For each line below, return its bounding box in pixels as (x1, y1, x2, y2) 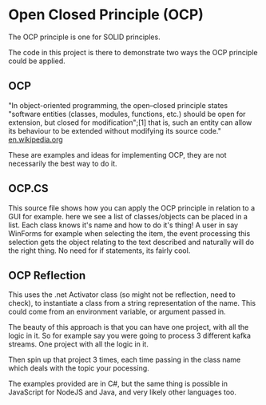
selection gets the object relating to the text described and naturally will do (8, 237, 254, 247)
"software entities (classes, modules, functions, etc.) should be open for (8, 109, 246, 118)
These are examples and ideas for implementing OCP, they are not (8, 150, 227, 159)
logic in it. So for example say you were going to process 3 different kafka (8, 331, 252, 341)
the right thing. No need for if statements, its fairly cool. (8, 246, 191, 255)
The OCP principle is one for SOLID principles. (8, 32, 161, 42)
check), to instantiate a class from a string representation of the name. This (8, 299, 256, 308)
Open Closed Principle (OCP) (8, 6, 204, 24)
